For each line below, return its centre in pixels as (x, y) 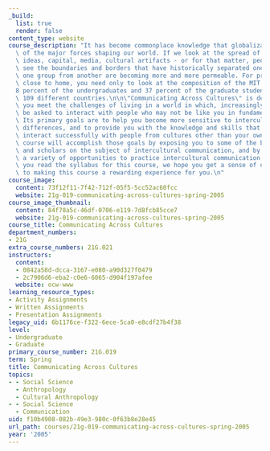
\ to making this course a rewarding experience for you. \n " (120, 173)
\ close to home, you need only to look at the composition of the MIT (138, 83)
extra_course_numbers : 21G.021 (61, 248)
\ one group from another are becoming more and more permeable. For (134, 76)
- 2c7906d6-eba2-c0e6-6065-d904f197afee (84, 277)
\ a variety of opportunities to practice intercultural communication (138, 158)
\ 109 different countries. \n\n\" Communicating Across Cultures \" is (134, 98)
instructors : (30, 255)
